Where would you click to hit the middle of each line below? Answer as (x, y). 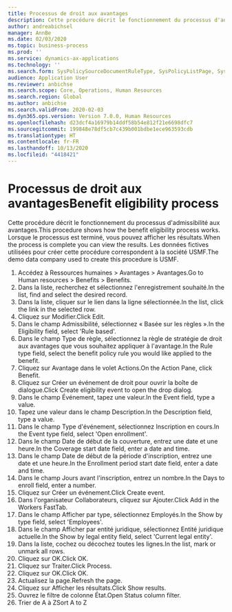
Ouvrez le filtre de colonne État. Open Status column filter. (99, 595)
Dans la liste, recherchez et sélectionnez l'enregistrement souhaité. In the (121, 287)
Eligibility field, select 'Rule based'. (67, 331)
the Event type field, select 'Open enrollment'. (83, 434)
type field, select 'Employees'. (60, 522)
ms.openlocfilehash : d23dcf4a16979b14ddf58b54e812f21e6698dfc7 (101, 122)
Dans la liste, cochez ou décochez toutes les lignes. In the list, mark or (117, 544)
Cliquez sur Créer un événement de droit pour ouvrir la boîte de (108, 382)
